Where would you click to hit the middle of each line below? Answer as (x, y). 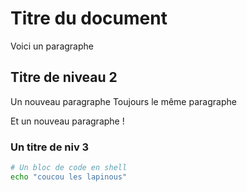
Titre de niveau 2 (64, 77)
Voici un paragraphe (52, 46)
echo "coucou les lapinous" (69, 177)
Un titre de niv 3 (50, 147)
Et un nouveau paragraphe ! (67, 121)
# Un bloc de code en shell (69, 168)
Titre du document (89, 18)
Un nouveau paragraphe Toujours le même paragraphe (123, 101)
